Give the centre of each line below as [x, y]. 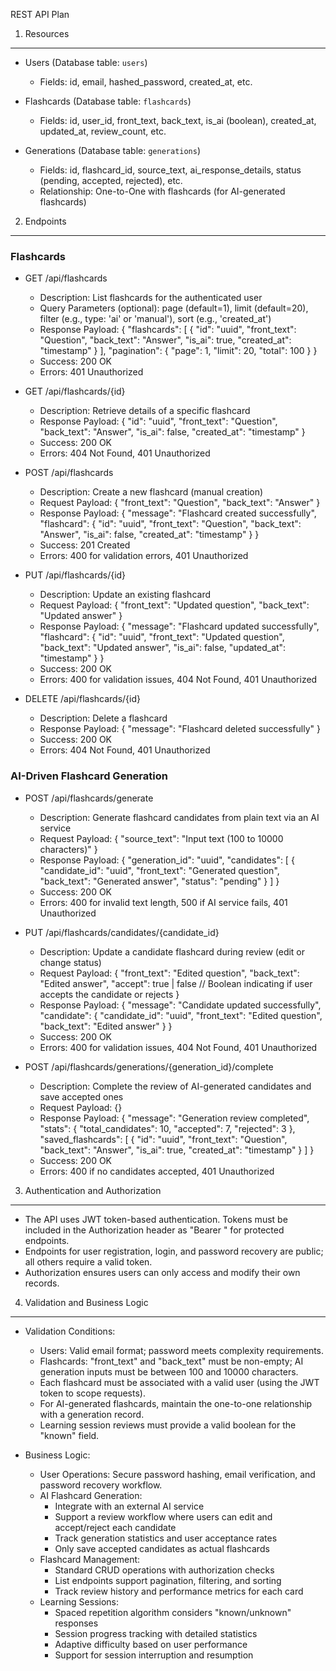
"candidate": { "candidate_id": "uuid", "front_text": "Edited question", [181, 1015]
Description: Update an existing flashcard [125, 595]
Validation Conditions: [70, 1331]
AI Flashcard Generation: [91, 1495]
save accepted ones [81, 1096]
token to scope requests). [92, 1393]
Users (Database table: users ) [86, 62]
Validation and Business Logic [86, 1302]
